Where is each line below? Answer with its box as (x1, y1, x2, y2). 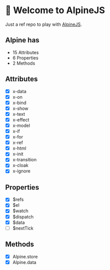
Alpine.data (12, 259, 37, 265)
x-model (12, 122, 30, 128)
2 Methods (12, 60, 35, 66)
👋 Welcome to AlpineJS (5, 5, 105, 16)
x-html (12, 145, 27, 151)
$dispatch (12, 213, 34, 219)
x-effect (12, 116, 29, 123)
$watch (12, 208, 29, 214)
